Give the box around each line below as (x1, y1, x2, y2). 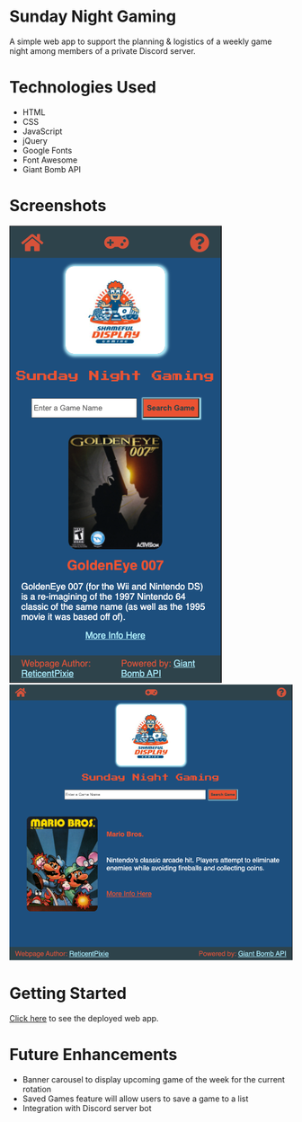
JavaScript (22, 126, 63, 137)
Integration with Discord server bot (22, 1103, 152, 1114)
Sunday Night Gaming (9, 6, 177, 27)
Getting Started (9, 984, 128, 1003)
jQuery (22, 135, 48, 146)
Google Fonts (22, 145, 73, 155)
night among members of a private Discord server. (9, 45, 196, 56)
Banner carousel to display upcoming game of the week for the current (22, 1074, 286, 1085)
